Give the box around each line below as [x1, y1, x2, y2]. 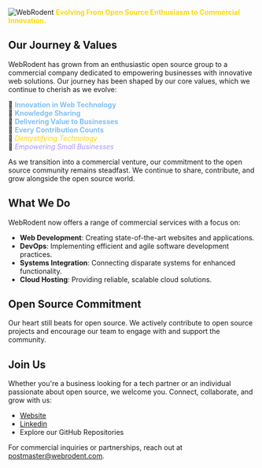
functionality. [19, 266, 62, 276]
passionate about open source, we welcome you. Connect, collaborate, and [8, 387, 253, 397]
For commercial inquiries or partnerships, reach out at [8, 443, 183, 452]
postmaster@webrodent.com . [8, 451, 105, 461]
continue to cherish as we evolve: [8, 84, 117, 94]
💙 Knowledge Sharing [8, 108, 81, 117]
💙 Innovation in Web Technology [8, 99, 116, 110]
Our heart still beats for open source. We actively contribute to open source [8, 318, 253, 328]
